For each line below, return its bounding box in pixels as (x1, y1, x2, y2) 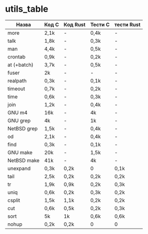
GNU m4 (7, 109, 28, 116)
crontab (7, 53, 26, 60)
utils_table (5, 3, 49, 15)
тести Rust (114, 21, 141, 28)
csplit (7, 197, 21, 204)
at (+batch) (7, 61, 34, 68)
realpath (7, 77, 27, 84)
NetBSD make (7, 157, 40, 164)
